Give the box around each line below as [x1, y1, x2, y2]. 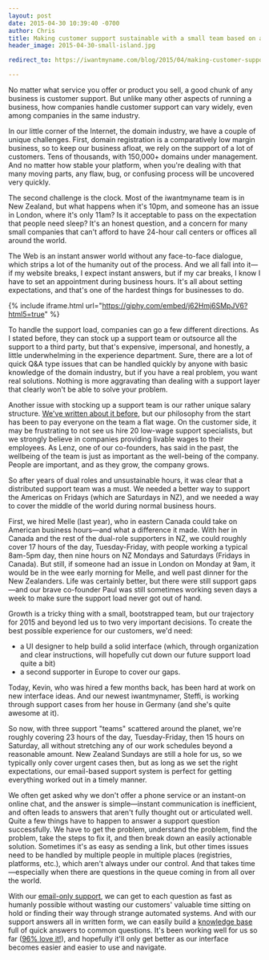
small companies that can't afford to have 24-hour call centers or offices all [8, 227, 258, 237]
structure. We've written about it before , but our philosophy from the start [8, 409, 251, 418]
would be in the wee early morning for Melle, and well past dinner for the [8, 567, 248, 577]
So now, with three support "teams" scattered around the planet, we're [8, 724, 242, 733]
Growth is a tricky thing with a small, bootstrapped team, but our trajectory [8, 609, 255, 618]
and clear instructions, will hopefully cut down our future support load [19, 650, 251, 659]
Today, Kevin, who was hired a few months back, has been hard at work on [8, 683, 256, 692]
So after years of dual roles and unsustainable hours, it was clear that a [8, 475, 243, 485]
